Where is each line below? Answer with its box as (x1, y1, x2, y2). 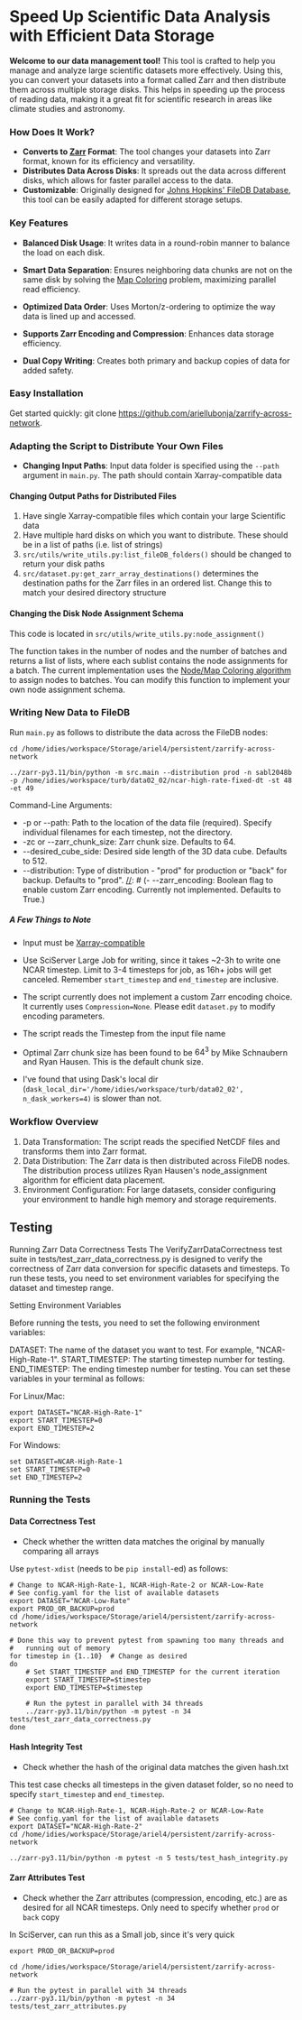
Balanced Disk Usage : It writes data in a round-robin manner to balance (22, 237, 290, 248)
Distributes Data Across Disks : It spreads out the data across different (22, 165, 287, 177)
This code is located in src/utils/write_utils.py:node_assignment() (9, 628, 265, 639)
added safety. (22, 364, 74, 375)
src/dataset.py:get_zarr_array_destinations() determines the (22, 568, 259, 579)
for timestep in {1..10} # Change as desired (9, 1651, 188, 1661)
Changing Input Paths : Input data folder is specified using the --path (22, 460, 279, 471)
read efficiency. (22, 283, 81, 294)
